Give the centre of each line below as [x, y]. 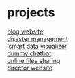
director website [30, 68]
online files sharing [34, 60]
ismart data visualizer [37, 46]
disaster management [37, 38]
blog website [25, 31]
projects [31, 13]
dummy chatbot [29, 53]
